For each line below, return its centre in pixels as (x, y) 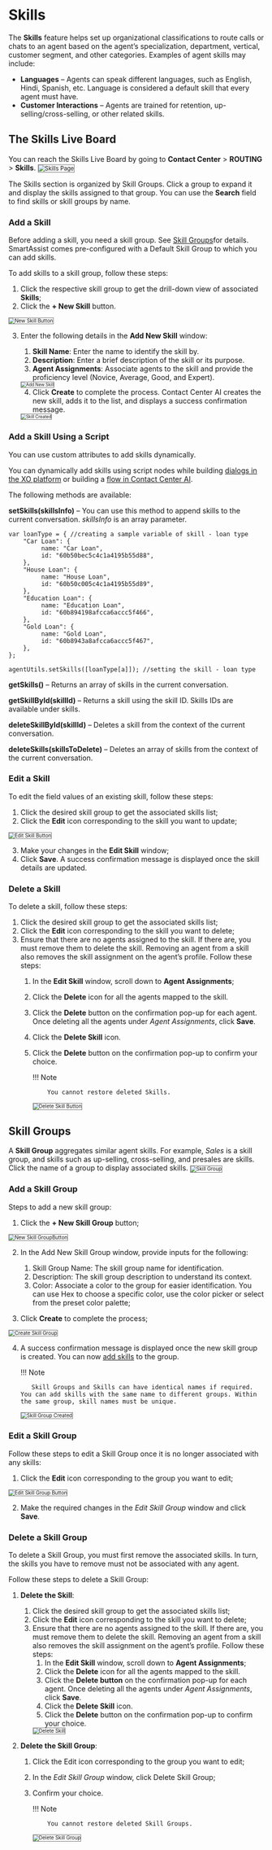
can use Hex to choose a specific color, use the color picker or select (148, 1294)
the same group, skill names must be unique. (98, 1402)
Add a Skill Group (43, 1189)
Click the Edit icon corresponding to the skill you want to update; (129, 820)
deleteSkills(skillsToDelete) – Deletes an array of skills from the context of (134, 749)
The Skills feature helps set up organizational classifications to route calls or (136, 37)
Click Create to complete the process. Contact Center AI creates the (147, 392)
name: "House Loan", (76, 577)
